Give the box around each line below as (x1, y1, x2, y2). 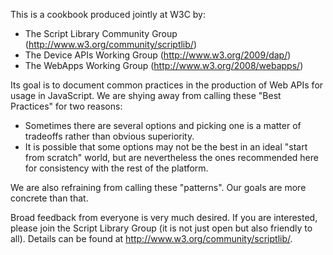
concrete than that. (10, 192, 89, 204)
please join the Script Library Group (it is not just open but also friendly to (10, 222, 313, 234)
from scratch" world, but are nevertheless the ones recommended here (24, 152, 319, 163)
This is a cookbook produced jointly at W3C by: (10, 9, 207, 20)
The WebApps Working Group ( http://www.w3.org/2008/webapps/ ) (24, 60, 304, 71)
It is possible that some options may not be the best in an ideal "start (24, 141, 308, 153)
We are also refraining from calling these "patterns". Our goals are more (10, 182, 307, 193)
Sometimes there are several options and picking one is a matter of (24, 120, 302, 131)
